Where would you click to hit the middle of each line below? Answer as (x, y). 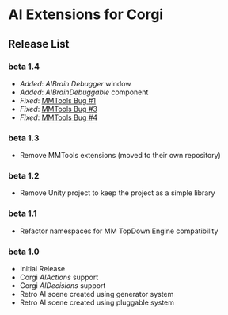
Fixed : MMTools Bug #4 (59, 117)
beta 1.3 (24, 138)
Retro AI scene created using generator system (97, 294)
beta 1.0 (24, 252)
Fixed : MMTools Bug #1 (58, 100)
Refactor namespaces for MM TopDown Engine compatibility (119, 231)
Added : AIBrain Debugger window (75, 83)
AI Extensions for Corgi (86, 15)
